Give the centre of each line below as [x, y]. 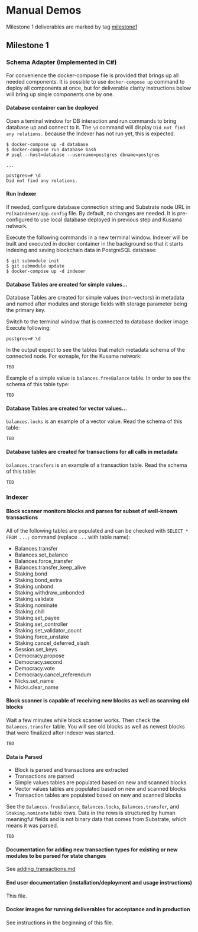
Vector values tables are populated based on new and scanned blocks [100, 789]
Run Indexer [21, 194]
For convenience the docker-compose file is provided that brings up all [92, 75]
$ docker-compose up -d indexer [46, 271]
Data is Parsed [24, 756]
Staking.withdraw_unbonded [49, 592]
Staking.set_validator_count [48, 630]
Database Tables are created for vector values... [66, 408]
